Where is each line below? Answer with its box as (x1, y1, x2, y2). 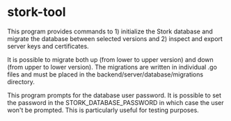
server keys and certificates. (7, 42, 89, 50)
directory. (7, 77, 35, 86)
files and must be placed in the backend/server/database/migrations (7, 70, 204, 79)
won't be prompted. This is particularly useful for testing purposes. (7, 106, 200, 114)
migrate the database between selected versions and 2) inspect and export (7, 34, 223, 42)
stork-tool (7, 4, 66, 20)
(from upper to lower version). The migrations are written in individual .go (7, 63, 218, 71)
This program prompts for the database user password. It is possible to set (7, 91, 221, 99)
